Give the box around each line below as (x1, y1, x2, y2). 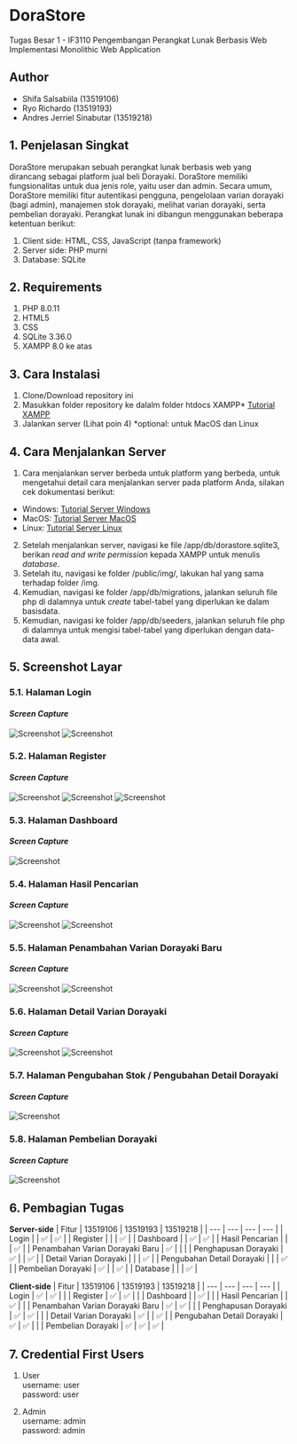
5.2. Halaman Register (9, 750, 106, 763)
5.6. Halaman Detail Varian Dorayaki (9, 1005, 167, 1017)
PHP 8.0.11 (21, 303, 60, 314)
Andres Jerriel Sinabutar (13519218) (21, 112, 152, 122)
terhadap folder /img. (21, 577, 100, 588)
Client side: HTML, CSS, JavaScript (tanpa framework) (21, 235, 222, 246)
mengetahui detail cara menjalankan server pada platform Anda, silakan (21, 477, 285, 488)
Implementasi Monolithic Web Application (9, 43, 161, 54)
